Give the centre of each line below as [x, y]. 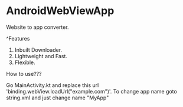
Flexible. [25, 62]
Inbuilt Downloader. [38, 50]
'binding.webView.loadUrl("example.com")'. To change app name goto [91, 91]
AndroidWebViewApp [60, 11]
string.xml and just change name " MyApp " [58, 98]
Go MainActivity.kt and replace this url [53, 85]
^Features [18, 38]
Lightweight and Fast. [41, 56]
